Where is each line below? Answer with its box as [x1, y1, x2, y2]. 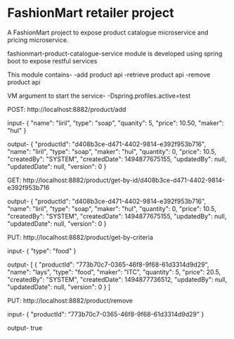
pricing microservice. [7, 35, 69, 44]
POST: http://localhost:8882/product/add [7, 105, 126, 113]
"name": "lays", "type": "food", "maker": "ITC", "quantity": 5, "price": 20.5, [7, 267, 221, 276]
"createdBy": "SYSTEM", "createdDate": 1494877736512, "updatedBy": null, [7, 275, 228, 283]
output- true [7, 324, 43, 332]
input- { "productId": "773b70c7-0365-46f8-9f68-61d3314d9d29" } [7, 309, 204, 318]
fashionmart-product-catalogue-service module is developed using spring [7, 49, 223, 58]
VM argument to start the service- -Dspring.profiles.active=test [7, 91, 191, 100]
